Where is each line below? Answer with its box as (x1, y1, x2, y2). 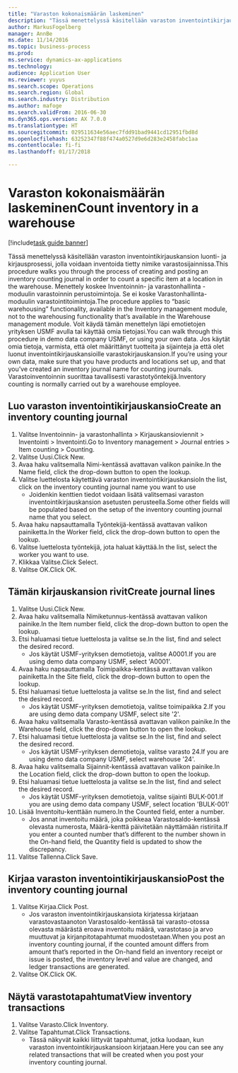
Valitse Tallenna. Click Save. (18, 852, 98, 861)
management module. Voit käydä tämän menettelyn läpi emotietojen (8, 319, 206, 328)
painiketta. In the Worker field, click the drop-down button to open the (18, 527, 220, 536)
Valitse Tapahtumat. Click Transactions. (18, 1028, 131, 1036)
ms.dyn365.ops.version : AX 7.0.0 (8, 115, 107, 122)
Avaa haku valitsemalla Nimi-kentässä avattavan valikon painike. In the (18, 460, 222, 469)
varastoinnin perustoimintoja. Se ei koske (36, 289, 156, 298)
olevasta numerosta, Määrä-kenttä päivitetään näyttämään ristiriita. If (28, 822, 228, 831)
